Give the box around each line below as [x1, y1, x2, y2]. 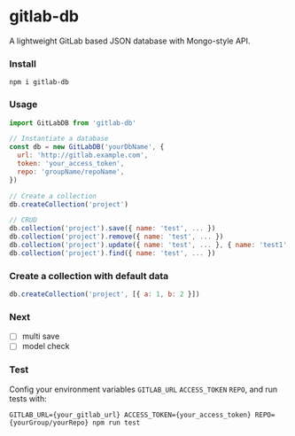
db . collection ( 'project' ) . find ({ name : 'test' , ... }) [9, 248, 216, 258]
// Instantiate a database [9, 135, 109, 144]
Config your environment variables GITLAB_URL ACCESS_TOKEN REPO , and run [9, 384, 278, 394]
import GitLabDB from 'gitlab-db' [9, 118, 137, 128]
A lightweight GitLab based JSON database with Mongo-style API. [9, 35, 251, 46]
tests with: [9, 393, 47, 404]
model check [21, 341, 70, 352]
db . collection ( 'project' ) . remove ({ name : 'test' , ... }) [9, 232, 224, 241]
